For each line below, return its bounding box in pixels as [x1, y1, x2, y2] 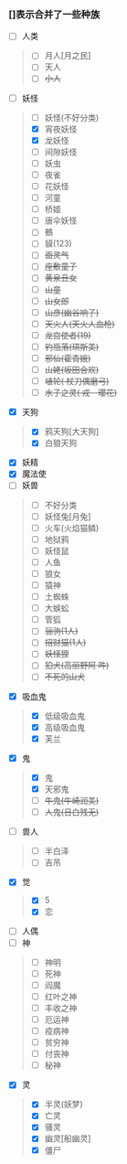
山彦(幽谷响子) [44, 306, 100, 317]
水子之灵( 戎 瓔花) [44, 387, 118, 399]
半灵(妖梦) [44, 1099, 83, 1110]
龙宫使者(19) [44, 329, 92, 340]
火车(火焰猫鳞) [44, 522, 100, 533]
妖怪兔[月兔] [44, 510, 91, 522]
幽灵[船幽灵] [44, 1133, 91, 1144]
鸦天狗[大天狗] [44, 426, 100, 437]
